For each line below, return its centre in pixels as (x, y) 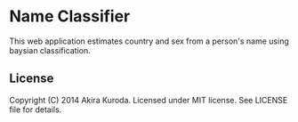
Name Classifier (70, 16)
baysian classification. (50, 50)
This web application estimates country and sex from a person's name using (149, 41)
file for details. (36, 110)
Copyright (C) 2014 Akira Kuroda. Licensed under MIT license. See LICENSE (149, 100)
